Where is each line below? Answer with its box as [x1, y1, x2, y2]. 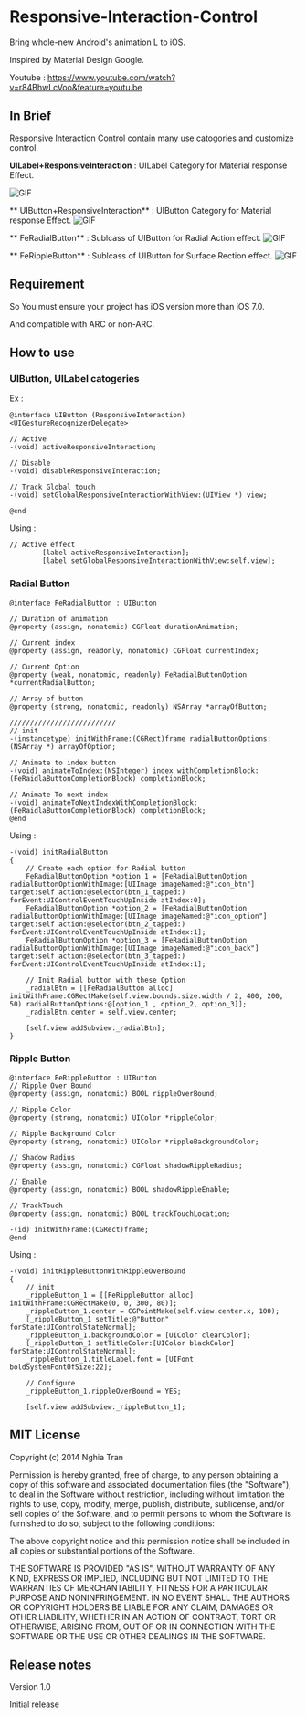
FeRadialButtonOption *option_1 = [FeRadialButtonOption [26, 871, 248, 880]
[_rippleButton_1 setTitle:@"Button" [26, 1314, 170, 1323]
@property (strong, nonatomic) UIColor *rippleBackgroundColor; [9, 1137, 259, 1146]
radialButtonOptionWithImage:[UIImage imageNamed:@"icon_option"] [9, 911, 268, 921]
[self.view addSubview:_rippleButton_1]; [26, 1402, 185, 1412]
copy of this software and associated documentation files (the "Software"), [9, 1479, 292, 1490]
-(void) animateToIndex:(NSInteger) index [9, 765, 174, 775]
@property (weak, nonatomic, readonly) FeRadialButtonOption [9, 669, 248, 679]
